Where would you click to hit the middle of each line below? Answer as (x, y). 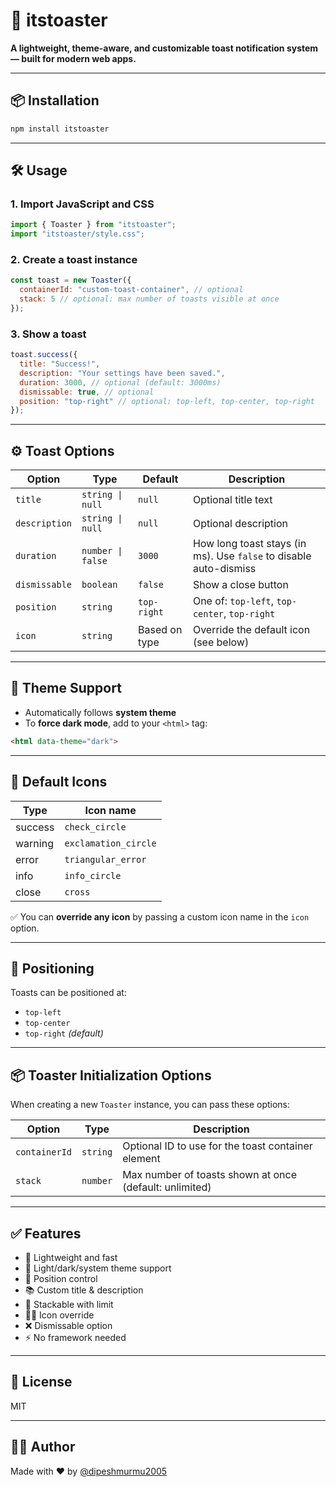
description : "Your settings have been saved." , (122, 373)
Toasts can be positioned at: (68, 993)
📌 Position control (61, 1279)
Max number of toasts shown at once (209, 1175)
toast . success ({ (44, 355)
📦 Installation (55, 100)
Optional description (240, 524)
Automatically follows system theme (100, 712)
